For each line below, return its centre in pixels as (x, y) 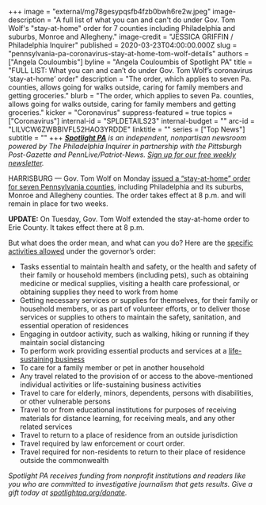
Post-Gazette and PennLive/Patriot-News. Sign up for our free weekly (122, 155)
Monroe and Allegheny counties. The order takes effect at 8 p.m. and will (127, 195)
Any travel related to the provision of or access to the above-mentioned (136, 376)
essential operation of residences (74, 325)
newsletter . (26, 163)
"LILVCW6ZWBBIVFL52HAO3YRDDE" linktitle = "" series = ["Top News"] (127, 129)
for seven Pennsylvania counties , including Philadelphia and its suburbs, (126, 187)
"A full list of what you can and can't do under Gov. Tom (144, 20)
